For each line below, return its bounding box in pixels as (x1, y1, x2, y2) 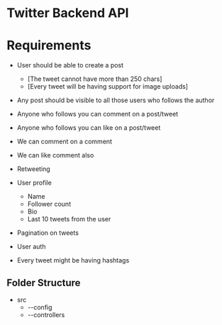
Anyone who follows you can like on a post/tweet (16, 123, 161, 132)
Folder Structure (6, 277, 81, 289)
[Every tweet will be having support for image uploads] (27, 82, 189, 91)
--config (27, 303, 52, 312)
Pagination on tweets (16, 228, 79, 237)
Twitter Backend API (6, 5, 129, 21)
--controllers (27, 310, 65, 319)
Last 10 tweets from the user (27, 215, 111, 224)
